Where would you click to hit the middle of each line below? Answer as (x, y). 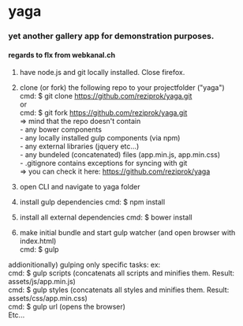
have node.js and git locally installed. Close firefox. (102, 73)
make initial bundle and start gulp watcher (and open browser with (127, 233)
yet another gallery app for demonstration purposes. (111, 36)
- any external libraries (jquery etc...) (79, 146)
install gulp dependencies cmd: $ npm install (92, 202)
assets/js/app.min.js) (42, 282)
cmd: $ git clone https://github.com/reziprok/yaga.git (106, 96)
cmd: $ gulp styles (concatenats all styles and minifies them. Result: (119, 290)
